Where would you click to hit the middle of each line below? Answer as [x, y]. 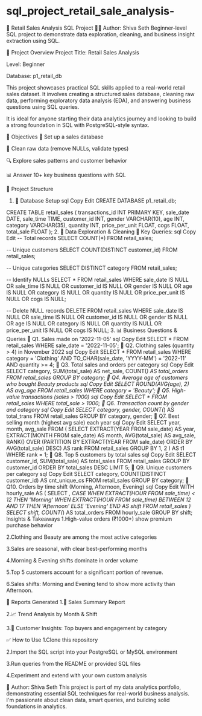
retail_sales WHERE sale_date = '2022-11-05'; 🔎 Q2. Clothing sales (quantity [100, 345]
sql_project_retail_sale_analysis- [90, 11]
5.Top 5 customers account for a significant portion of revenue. [85, 572]
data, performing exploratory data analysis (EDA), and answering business [99, 100]
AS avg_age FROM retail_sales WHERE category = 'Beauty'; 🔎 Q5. [88, 390]
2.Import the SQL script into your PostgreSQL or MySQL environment [92, 652]
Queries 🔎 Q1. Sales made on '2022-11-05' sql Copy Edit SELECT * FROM [97, 339]
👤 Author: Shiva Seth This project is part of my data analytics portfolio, [94, 687]
